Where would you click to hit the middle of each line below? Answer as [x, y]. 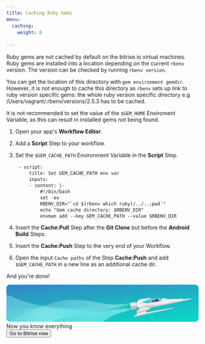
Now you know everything [39, 326]
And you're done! [28, 276]
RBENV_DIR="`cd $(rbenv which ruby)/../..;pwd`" [103, 204]
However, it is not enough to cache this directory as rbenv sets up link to [97, 88]
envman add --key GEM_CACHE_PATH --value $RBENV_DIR [108, 216]
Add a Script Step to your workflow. [60, 143]
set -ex [50, 198]
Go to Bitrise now [29, 333]
